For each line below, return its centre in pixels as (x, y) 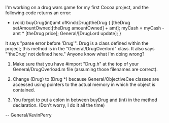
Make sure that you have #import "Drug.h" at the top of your (76, 64)
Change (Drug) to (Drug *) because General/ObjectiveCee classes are (86, 79)
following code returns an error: (39, 13)
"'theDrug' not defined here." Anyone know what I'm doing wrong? (75, 54)
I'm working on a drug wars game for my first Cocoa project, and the (77, 7)
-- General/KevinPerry (28, 115)
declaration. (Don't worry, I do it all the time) (59, 105)
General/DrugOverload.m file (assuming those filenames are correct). (85, 69)
